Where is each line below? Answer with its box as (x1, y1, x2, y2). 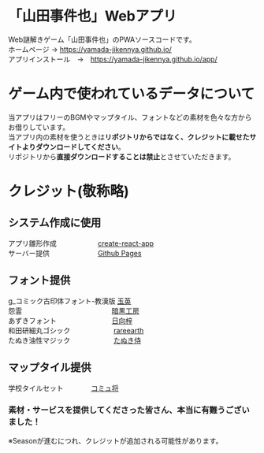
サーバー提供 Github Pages (8, 248, 142, 258)
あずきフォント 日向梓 (8, 316, 132, 325)
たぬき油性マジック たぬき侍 (8, 336, 142, 345)
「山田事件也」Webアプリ (8, 7, 177, 25)
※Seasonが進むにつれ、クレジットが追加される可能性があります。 (8, 436, 223, 445)
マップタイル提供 (8, 361, 91, 374)
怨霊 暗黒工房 (8, 306, 139, 315)
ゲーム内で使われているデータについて (8, 85, 255, 103)
